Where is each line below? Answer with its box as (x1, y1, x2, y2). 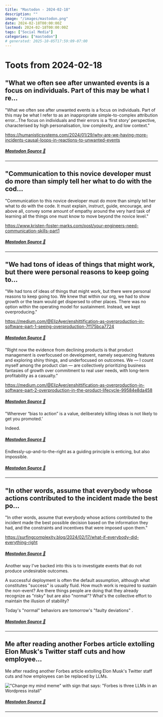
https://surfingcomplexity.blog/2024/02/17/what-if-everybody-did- (5, 534, 139, 540)
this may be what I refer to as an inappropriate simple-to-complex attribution (5, 112, 158, 118)
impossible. (5, 454, 28, 460)
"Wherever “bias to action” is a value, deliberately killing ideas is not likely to (5, 411, 158, 417)
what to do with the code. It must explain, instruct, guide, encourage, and (5, 203, 151, 209)
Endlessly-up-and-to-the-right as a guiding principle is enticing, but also (5, 449, 150, 455)
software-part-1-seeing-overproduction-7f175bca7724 (5, 324, 114, 329)
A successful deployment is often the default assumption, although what (5, 577, 150, 583)
